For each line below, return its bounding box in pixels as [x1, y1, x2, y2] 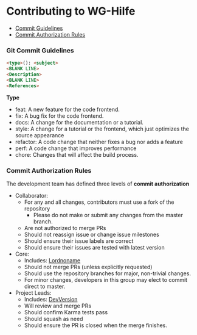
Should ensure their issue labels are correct [24, 237, 134, 245]
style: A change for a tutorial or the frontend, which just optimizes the [15, 125, 190, 132]
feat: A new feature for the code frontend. [15, 106, 120, 113]
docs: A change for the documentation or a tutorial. [15, 118, 144, 126]
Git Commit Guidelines [6, 46, 74, 54]
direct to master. [24, 283, 66, 290]
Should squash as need [24, 315, 83, 322]
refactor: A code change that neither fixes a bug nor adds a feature [15, 138, 184, 145]
